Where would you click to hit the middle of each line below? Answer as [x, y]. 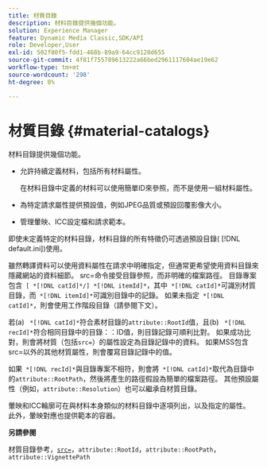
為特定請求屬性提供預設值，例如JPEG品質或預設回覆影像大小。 [123, 205]
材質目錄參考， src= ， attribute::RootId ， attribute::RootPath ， [114, 449]
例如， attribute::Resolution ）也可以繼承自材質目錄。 [112, 389]
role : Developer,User [44, 45]
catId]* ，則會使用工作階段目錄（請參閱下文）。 [85, 305]
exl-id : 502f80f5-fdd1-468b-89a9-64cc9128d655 [87, 52]
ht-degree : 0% [32, 82]
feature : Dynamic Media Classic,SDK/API [76, 38]
